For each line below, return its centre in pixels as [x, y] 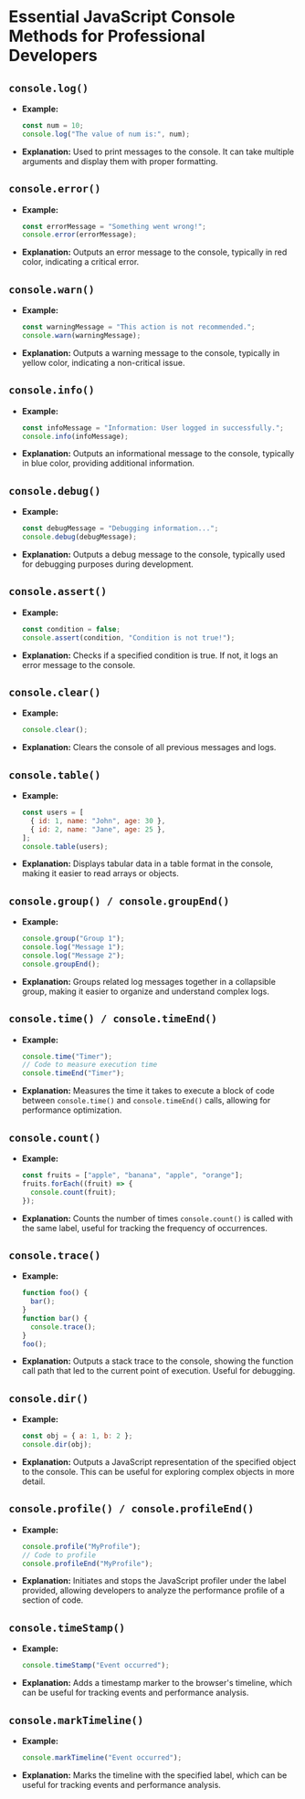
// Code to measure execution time [89, 1065]
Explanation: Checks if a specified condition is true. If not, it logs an [150, 655]
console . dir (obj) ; [57, 1445]
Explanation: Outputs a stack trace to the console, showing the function [158, 1361]
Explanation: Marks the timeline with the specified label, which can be [154, 1775]
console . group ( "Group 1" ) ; [73, 939]
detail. [33, 1481]
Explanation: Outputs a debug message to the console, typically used [153, 554]
